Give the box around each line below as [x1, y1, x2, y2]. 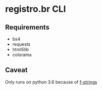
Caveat [5, 66, 28, 74]
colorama [12, 52, 32, 58]
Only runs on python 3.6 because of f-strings [5, 79, 98, 85]
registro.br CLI [5, 3, 66, 15]
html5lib [12, 47, 29, 52]
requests [12, 41, 31, 47]
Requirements [5, 23, 50, 31]
